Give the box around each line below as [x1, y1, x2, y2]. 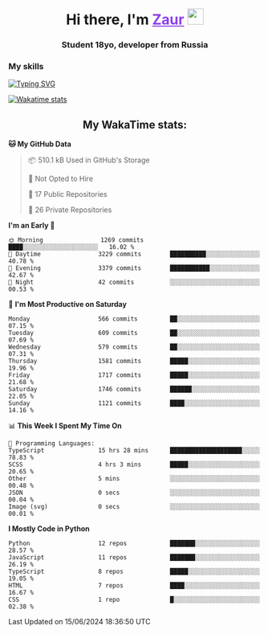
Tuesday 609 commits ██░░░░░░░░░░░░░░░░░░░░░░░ [8, 329, 261, 337]
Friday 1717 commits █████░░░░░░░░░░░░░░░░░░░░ [8, 371, 261, 379]
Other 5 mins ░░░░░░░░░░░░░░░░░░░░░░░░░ [8, 475, 261, 483]
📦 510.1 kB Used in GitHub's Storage [27, 155, 150, 165]
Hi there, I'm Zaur [66, 10, 185, 29]
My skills [8, 61, 44, 72]
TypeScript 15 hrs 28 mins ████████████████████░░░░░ [8, 447, 261, 455]
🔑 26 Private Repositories [27, 205, 112, 215]
